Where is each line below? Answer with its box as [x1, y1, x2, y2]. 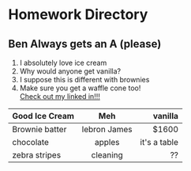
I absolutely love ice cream [19, 58, 107, 67]
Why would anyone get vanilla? [19, 66, 121, 76]
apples [94, 137, 120, 147]
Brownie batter [12, 124, 67, 135]
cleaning [91, 150, 124, 160]
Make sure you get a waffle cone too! [19, 83, 141, 93]
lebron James [81, 124, 133, 135]
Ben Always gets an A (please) [8, 37, 162, 51]
